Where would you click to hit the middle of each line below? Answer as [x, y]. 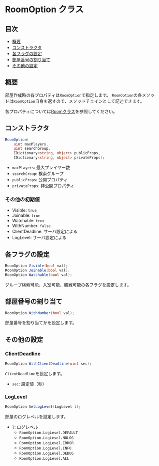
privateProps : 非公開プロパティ [43, 186]
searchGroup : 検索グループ [38, 174]
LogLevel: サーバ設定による [39, 238]
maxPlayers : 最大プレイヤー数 [41, 168]
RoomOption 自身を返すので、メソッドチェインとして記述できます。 [79, 101]
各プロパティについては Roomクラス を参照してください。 [61, 111]
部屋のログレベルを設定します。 [37, 417]
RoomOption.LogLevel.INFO [45, 449]
